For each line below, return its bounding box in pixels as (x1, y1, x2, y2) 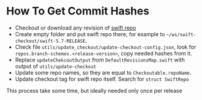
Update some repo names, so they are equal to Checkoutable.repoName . (14, 69, 192, 76)
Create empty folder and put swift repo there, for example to (14, 30, 165, 37)
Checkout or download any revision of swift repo (14, 24, 136, 31)
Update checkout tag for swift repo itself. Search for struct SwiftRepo (14, 75, 189, 83)
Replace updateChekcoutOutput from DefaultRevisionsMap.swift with (14, 56, 185, 63)
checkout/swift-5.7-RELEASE (14, 38, 86, 44)
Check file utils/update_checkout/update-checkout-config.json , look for (14, 43, 197, 51)
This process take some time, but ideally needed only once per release (6, 87, 183, 94)
